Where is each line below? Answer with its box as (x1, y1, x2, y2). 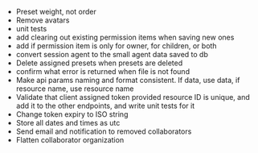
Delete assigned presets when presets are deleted (15, 58, 183, 68)
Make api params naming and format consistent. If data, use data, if (15, 76, 240, 85)
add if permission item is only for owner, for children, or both (15, 41, 217, 51)
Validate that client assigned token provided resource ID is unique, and (15, 93, 251, 101)
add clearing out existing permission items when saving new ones (15, 32, 235, 42)
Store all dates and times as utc (15, 118, 121, 127)
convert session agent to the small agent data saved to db (15, 50, 209, 59)
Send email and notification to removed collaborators (15, 126, 192, 136)
